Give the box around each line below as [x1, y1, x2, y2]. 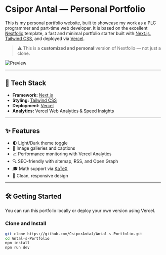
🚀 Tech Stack [5, 79, 46, 87]
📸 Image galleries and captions [12, 145, 76, 151]
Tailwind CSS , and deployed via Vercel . [5, 36, 85, 42]
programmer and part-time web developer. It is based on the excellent [5, 25, 148, 31]
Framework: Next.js [12, 92, 53, 98]
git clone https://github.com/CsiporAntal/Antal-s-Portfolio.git [5, 231, 142, 236]
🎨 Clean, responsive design [12, 172, 68, 178]
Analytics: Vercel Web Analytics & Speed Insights [12, 108, 115, 114]
